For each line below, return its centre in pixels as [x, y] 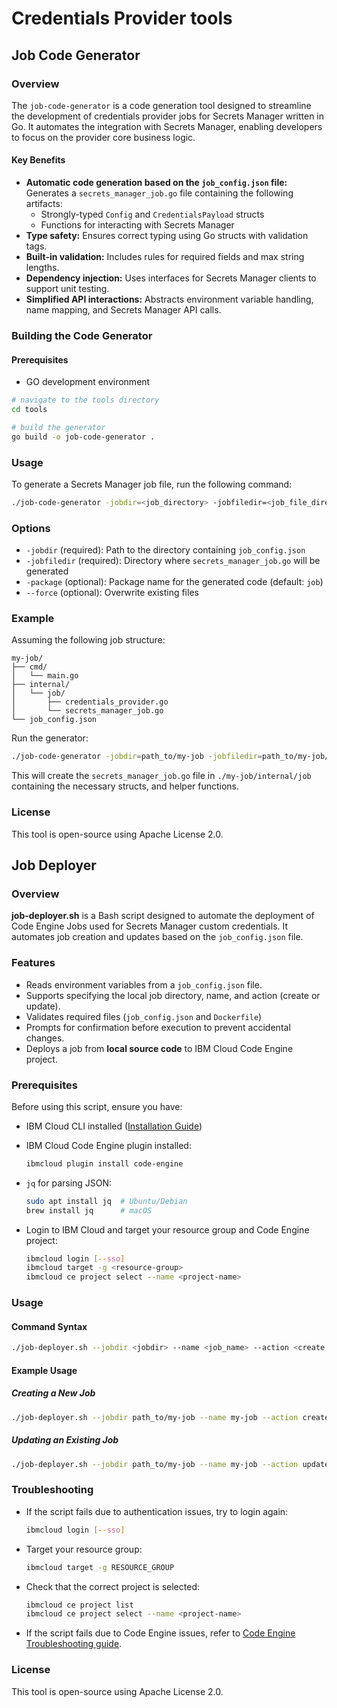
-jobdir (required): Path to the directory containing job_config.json [165, 550]
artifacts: [44, 204]
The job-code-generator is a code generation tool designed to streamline [161, 105]
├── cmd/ [29, 667]
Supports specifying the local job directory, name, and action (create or [173, 995]
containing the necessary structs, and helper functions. [125, 786]
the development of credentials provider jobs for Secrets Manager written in [168, 116]
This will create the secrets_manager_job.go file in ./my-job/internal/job [161, 776]
